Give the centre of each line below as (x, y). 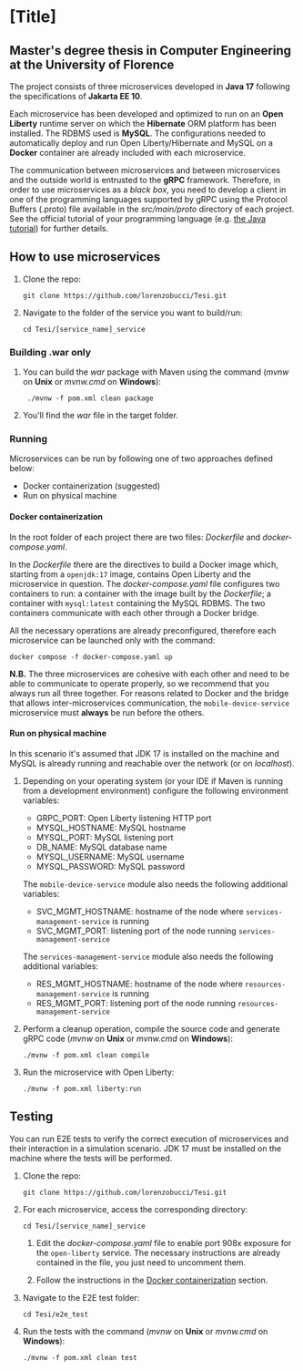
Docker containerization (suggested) (91, 486)
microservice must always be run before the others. (107, 712)
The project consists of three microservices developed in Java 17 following (150, 87)
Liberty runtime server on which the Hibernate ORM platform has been (143, 124)
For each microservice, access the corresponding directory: (135, 1209)
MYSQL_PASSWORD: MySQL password (111, 866)
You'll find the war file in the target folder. (101, 416)
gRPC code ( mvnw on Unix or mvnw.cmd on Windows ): (128, 1038)
